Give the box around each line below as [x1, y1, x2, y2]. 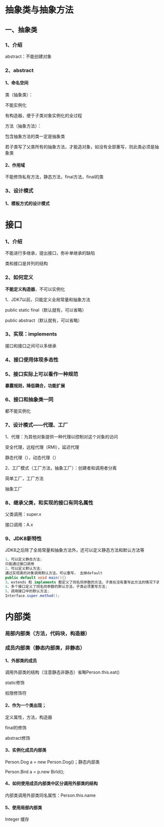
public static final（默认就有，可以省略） [5, 307, 87, 313]
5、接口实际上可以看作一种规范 [5, 370, 79, 377]
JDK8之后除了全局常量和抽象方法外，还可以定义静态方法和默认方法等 [5, 547, 145, 553]
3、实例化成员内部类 [5, 747, 47, 753]
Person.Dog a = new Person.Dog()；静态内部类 [5, 759, 100, 765]
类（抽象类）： [5, 92, 33, 97]
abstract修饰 [5, 735, 31, 741]
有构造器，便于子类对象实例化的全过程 [5, 113, 82, 118]
